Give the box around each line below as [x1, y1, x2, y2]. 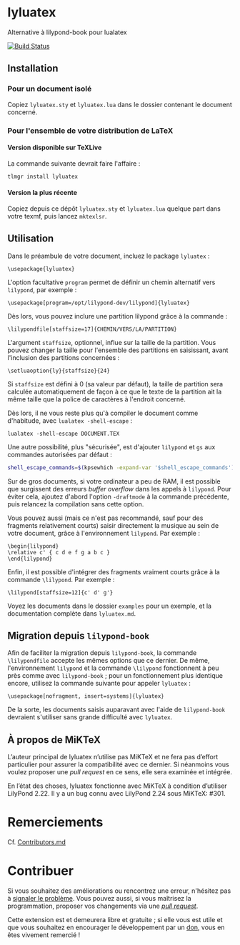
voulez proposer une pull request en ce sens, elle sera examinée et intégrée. [7, 768, 232, 776]
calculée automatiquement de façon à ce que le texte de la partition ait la [7, 387, 222, 396]
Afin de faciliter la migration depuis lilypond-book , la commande [7, 649, 197, 657]
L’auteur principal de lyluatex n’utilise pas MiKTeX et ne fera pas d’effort [7, 753, 219, 761]
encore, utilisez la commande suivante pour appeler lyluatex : [7, 679, 191, 688]
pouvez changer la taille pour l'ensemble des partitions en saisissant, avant [7, 346, 229, 354]
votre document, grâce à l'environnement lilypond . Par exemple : [7, 529, 201, 537]
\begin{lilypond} [7, 542, 59, 550]
